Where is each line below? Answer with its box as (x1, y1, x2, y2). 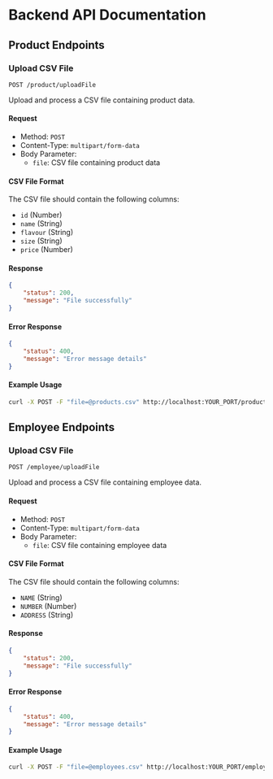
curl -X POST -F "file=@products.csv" (8, 398, 140, 406)
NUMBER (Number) (19, 601, 77, 611)
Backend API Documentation (8, 6, 206, 24)
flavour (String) (19, 228, 74, 237)
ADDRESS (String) (19, 610, 74, 620)
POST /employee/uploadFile (8, 463, 100, 472)
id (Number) (19, 210, 63, 220)
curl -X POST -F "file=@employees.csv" (8, 763, 144, 772)
